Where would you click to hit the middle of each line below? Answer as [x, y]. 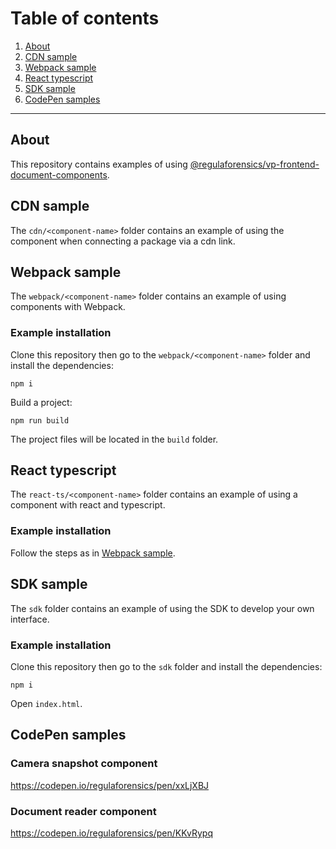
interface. [30, 619]
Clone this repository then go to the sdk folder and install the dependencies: [166, 666]
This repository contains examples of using [99, 164]
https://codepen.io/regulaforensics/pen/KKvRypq [111, 833]
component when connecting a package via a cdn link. [123, 241]
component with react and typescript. [88, 505]
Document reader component [83, 811]
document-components [59, 174]
